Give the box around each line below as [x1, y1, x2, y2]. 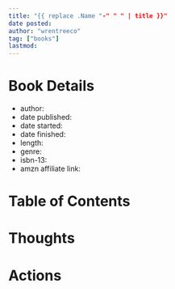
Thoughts [8, 229, 75, 248]
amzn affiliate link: [19, 164, 81, 174]
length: [19, 138, 44, 148]
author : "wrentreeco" [8, 27, 81, 35]
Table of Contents [8, 192, 131, 210]
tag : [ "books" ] [8, 34, 60, 43]
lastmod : [8, 42, 38, 50]
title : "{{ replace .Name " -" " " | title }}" [8, 11, 168, 20]
